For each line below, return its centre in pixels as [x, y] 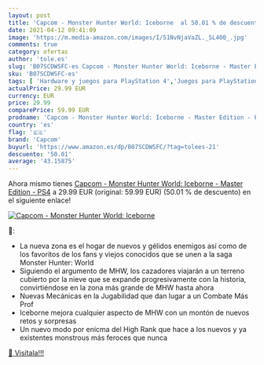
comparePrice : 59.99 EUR [49, 111]
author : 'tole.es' [38, 60]
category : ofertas [38, 52]
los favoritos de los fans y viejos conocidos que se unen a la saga [126, 254]
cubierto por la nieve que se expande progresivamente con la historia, [133, 279]
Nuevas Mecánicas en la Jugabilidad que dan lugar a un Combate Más [134, 296]
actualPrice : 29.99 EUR [47, 88]
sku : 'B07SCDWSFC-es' [44, 74]
